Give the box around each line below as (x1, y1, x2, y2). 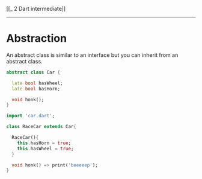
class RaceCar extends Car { (6, 124, 77, 130)
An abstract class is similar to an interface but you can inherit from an (6, 51, 179, 59)
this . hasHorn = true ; (17, 140, 71, 146)
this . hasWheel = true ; (17, 145, 74, 151)
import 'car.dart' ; (6, 113, 55, 119)
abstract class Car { (6, 69, 61, 75)
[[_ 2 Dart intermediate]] (6, 5, 66, 12)
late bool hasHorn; (11, 86, 61, 92)
